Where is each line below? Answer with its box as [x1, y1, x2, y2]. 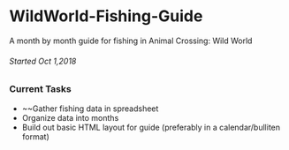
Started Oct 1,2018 [9, 56, 77, 66]
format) [21, 131, 50, 142]
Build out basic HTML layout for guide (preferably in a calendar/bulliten [21, 122, 281, 132]
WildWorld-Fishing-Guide [9, 6, 203, 26]
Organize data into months [21, 112, 119, 123]
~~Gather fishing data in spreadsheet [21, 103, 159, 114]
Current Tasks [9, 83, 72, 95]
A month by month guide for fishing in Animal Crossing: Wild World [9, 35, 253, 46]
